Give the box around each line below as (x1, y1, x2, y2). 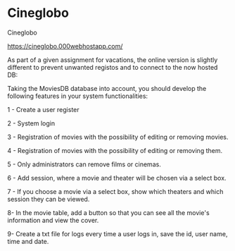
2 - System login (7, 118, 55, 128)
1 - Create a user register (7, 105, 80, 114)
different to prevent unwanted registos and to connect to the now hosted (7, 63, 218, 71)
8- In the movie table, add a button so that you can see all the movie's (7, 208, 210, 216)
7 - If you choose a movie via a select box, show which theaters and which (7, 187, 224, 195)
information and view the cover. (7, 216, 99, 224)
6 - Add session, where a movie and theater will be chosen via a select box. (7, 173, 227, 182)
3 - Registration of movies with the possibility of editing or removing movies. (7, 133, 229, 141)
